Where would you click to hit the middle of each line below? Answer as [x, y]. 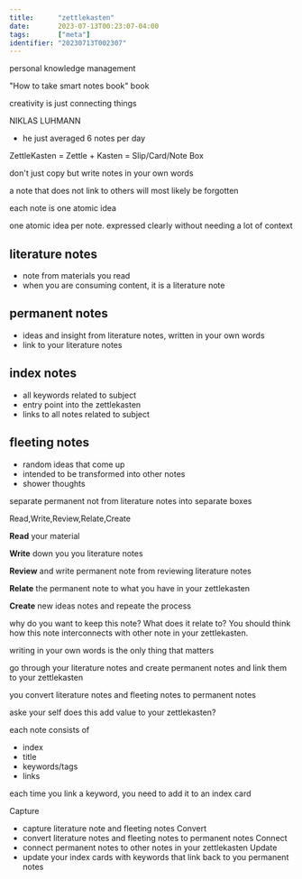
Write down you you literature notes [76, 553]
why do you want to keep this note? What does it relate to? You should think [150, 623]
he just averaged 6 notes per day [84, 138]
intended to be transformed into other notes [104, 473]
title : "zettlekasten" [62, 18]
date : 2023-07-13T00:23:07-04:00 [84, 26]
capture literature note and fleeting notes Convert [114, 828]
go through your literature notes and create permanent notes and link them [148, 667]
